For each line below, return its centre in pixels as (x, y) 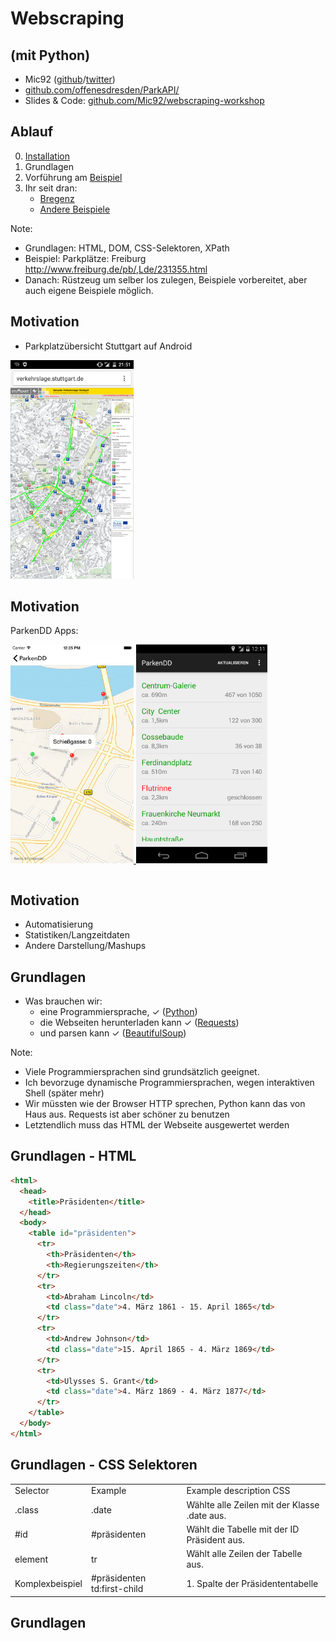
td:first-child (117, 1589)
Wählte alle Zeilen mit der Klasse (253, 1504)
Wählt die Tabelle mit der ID (243, 1529)
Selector (32, 1491)
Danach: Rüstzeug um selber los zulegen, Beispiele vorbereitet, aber (166, 279)
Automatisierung (59, 924)
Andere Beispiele (75, 209)
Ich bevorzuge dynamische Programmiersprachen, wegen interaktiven (169, 1083)
